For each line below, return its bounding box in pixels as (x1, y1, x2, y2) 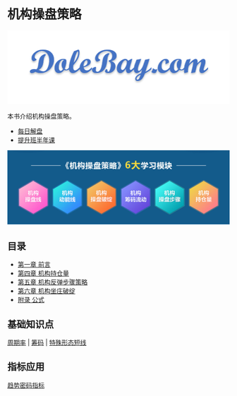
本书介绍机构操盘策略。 (7, 112, 75, 120)
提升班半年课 (17, 136, 55, 144)
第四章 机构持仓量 (17, 269, 69, 277)
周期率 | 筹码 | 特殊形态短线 (7, 338, 87, 347)
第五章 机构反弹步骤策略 (17, 278, 88, 287)
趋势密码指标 (7, 380, 44, 389)
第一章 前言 (17, 260, 51, 269)
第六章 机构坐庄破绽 (17, 287, 75, 295)
